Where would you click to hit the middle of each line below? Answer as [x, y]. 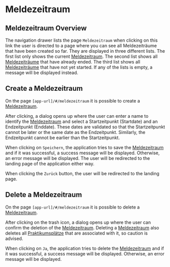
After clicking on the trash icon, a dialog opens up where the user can [78, 222]
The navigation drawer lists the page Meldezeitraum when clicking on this [82, 40]
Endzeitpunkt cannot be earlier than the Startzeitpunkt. [63, 138]
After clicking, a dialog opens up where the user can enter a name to [77, 116]
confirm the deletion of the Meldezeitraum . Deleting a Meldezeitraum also [82, 227]
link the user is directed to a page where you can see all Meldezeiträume [81, 46]
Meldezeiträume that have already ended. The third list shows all [73, 62]
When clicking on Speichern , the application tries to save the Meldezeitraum [84, 147]
